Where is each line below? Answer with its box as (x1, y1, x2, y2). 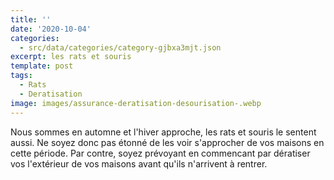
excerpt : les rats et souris (10, 52, 132, 62)
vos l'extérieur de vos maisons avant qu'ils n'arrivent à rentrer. (10, 157, 268, 170)
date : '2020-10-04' (10, 24, 92, 34)
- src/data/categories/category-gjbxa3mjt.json (19, 42, 222, 53)
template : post (10, 61, 74, 71)
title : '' (10, 14, 52, 25)
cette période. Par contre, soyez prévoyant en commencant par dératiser (10, 147, 311, 159)
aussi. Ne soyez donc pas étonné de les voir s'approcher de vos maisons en (10, 136, 325, 148)
